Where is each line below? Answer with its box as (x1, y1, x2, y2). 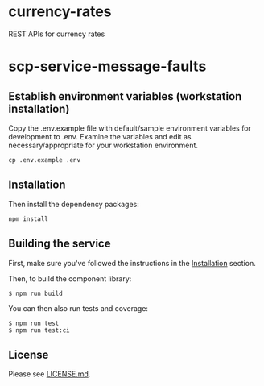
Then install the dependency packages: (8, 199, 139, 209)
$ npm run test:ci (8, 326, 70, 334)
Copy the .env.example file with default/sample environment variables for (8, 123, 251, 133)
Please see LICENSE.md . (8, 369, 91, 379)
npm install (8, 214, 48, 223)
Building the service (8, 237, 111, 251)
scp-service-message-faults (8, 57, 207, 76)
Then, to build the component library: (8, 273, 132, 284)
